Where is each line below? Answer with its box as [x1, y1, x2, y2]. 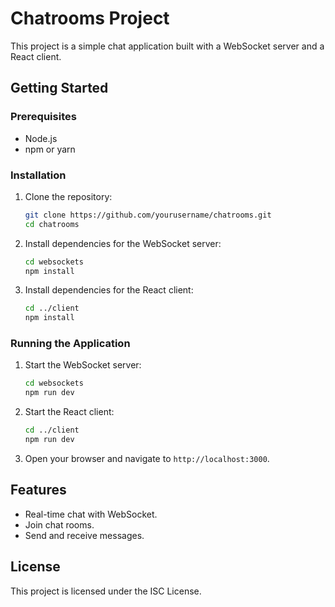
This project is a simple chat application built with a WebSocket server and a [10, 40, 325, 52]
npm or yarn [24, 143, 76, 155]
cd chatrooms [24, 219, 80, 229]
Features [10, 482, 67, 499]
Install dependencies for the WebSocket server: [24, 237, 222, 249]
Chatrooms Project [10, 7, 170, 30]
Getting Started [10, 80, 109, 97]
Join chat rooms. [24, 518, 95, 531]
